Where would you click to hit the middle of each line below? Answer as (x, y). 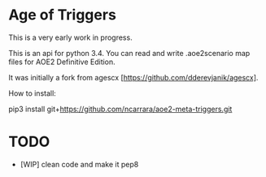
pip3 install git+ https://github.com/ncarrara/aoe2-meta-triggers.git (120, 109)
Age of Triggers (62, 15)
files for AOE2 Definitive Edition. (62, 62)
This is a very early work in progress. (70, 37)
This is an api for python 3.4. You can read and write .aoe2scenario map (129, 53)
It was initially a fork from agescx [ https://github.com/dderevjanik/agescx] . (133, 77)
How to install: (33, 93)
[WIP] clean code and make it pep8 (79, 164)
